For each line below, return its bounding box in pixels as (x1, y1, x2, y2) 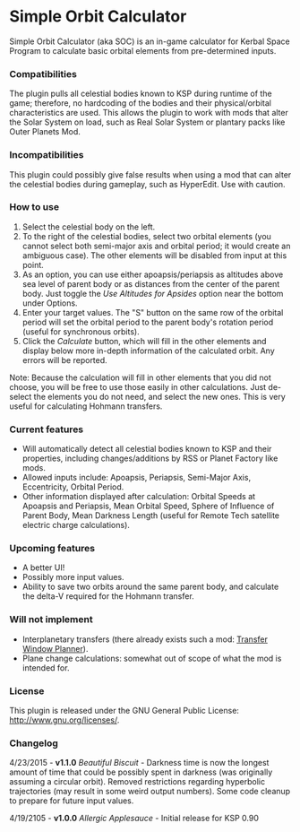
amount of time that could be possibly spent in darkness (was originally (9, 767, 273, 777)
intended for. (21, 662, 70, 673)
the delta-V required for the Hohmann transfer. (21, 591, 194, 602)
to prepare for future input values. (9, 795, 134, 806)
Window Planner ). (21, 643, 89, 654)
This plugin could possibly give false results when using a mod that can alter (9, 169, 292, 180)
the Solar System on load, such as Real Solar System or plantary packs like (9, 117, 286, 127)
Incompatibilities (9, 149, 84, 161)
